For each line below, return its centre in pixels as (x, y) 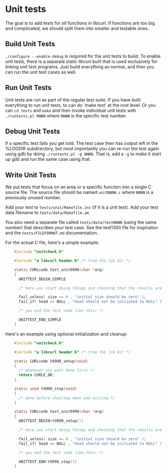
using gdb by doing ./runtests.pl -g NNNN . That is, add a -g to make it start (83, 154)
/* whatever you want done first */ (56, 371)
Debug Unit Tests (32, 131)
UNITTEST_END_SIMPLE (40, 320)
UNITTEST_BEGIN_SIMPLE (42, 279)
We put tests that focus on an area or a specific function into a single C (78, 187)
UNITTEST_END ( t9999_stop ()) (48, 462)
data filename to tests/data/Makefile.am (47, 213)
